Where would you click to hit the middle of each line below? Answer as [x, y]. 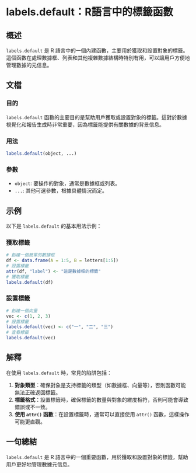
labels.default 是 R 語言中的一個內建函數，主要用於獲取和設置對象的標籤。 [97, 51]
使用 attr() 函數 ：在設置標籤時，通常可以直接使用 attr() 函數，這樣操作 [102, 414]
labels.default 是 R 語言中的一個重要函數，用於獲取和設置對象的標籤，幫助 [97, 457]
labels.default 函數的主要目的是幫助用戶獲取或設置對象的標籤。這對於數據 [97, 117]
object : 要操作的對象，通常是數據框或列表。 [67, 183]
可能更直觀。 [30, 422]
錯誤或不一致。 [32, 407]
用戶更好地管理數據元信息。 [39, 464]
